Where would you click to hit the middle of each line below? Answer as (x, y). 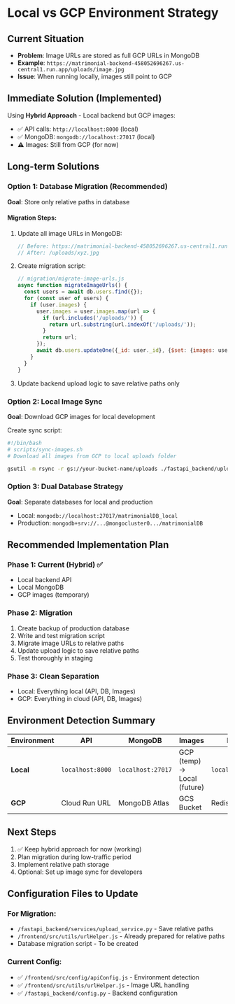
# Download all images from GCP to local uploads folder (92, 456)
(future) (192, 787)
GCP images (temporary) (53, 595)
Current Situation (46, 39)
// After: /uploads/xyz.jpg (58, 253)
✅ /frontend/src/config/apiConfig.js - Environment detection (108, 977)
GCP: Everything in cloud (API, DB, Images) (80, 698)
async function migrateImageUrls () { (72, 285)
